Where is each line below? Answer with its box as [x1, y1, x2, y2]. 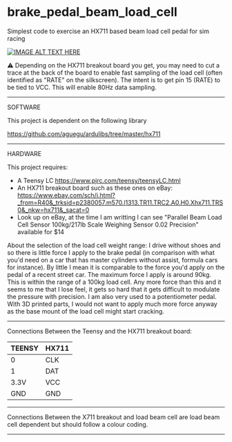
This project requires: [7, 163, 68, 171]
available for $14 [17, 227, 64, 236]
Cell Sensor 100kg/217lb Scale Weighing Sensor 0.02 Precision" [17, 220, 199, 229]
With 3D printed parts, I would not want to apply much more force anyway [7, 300, 217, 308]
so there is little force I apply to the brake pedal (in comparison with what [7, 248, 215, 256]
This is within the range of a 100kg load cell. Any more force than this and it [7, 278, 222, 286]
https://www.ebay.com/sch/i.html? [17, 191, 116, 199]
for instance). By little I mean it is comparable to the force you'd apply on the [7, 263, 225, 271]
